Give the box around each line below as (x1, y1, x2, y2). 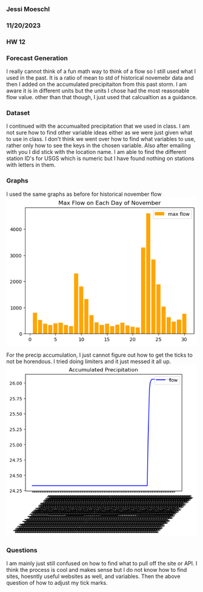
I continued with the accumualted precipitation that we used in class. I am (6, 122, 190, 130)
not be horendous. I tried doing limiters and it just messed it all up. (6, 358, 171, 365)
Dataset (6, 108, 30, 117)
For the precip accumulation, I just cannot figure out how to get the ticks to (6, 351, 193, 358)
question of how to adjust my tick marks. (6, 579, 108, 587)
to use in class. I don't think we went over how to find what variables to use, (6, 136, 196, 143)
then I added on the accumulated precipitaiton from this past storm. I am (6, 81, 187, 88)
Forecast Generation (6, 54, 68, 62)
